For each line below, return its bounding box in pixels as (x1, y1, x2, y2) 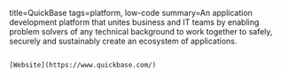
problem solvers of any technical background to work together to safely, (9, 27, 273, 36)
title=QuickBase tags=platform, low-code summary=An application (9, 8, 253, 18)
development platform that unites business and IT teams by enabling (9, 17, 260, 27)
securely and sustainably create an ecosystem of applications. (9, 35, 238, 46)
